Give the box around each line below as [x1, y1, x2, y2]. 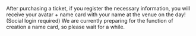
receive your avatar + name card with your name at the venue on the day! [6, 11, 186, 18]
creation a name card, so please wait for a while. [6, 23, 125, 30]
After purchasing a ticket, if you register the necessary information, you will [6, 5, 191, 12]
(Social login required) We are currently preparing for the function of [6, 17, 173, 24]
